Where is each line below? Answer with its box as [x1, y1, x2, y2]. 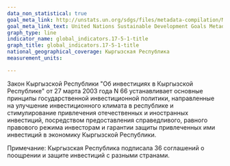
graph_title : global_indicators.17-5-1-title [7, 42, 139, 49]
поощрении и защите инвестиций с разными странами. [7, 151, 170, 159]
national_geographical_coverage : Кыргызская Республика [7, 49, 170, 56]
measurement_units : [7, 55, 63, 62]
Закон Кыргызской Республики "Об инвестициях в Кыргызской [7, 80, 194, 88]
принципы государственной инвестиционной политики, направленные [7, 94, 215, 102]
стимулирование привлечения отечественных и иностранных [7, 108, 189, 117]
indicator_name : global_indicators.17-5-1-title [7, 36, 149, 43]
